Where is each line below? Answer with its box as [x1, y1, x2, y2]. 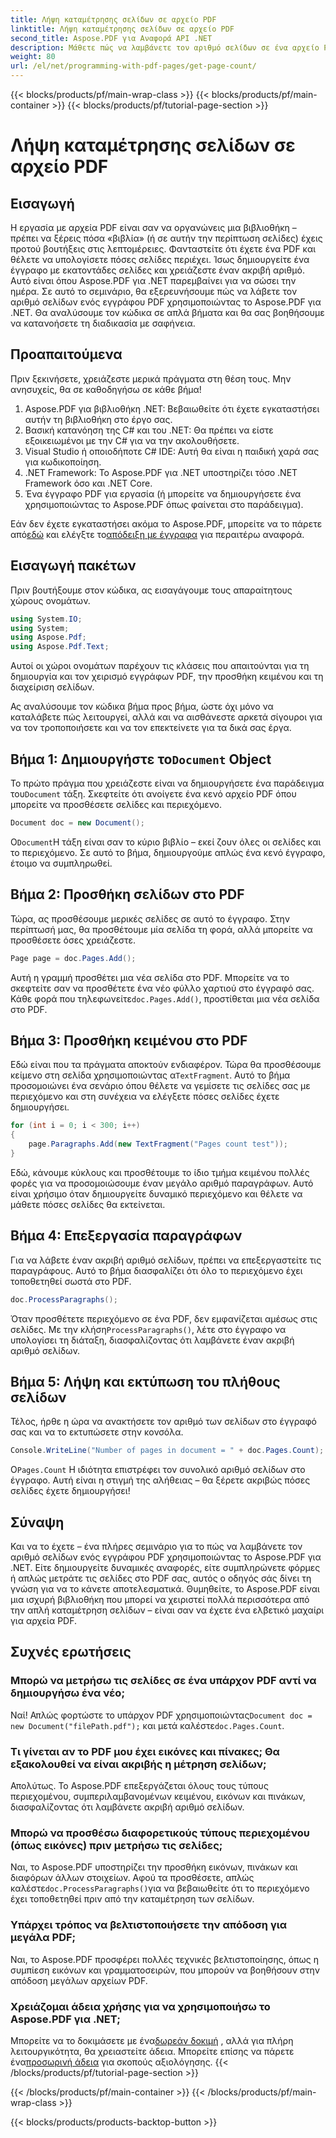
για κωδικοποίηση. [24, 456, 102, 468]
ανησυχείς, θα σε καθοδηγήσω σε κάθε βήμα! [10, 383, 202, 395]
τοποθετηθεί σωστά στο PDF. [10, 1275, 132, 1287]
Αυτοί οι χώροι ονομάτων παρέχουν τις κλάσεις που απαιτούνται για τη [10, 660, 310, 672]
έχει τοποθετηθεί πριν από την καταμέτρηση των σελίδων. [10, 1893, 255, 1905]
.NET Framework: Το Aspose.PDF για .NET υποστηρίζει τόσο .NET [24, 466, 298, 478]
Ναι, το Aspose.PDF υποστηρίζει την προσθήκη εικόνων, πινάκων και [10, 1861, 298, 1873]
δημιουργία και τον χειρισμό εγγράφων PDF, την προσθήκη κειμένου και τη [10, 671, 324, 683]
